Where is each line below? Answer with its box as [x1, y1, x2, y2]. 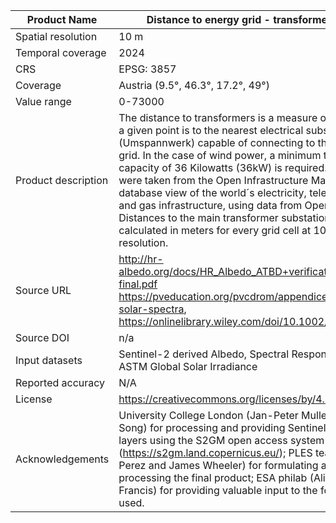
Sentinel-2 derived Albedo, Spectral [118, 347, 290, 361]
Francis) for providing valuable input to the [118, 484, 318, 497]
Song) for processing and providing [118, 421, 286, 434]
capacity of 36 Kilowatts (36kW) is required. [118, 161, 328, 174]
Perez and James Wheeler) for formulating [118, 459, 319, 472]
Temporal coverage [15, 46, 107, 59]
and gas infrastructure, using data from [118, 199, 303, 212]
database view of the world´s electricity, [118, 186, 307, 199]
